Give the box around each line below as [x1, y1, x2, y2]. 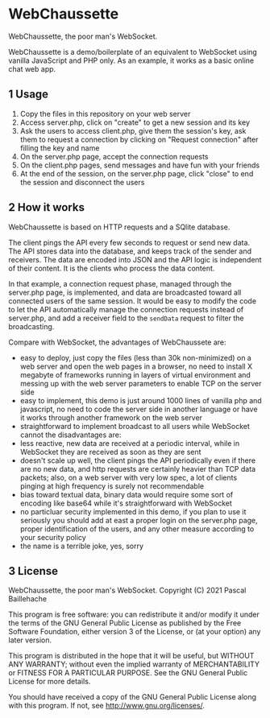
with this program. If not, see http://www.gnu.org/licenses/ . [8, 701, 206, 711]
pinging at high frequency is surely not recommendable [19, 481, 204, 491]
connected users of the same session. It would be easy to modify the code [8, 295, 256, 306]
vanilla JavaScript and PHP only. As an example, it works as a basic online [8, 56, 255, 65]
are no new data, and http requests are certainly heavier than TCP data [19, 464, 256, 473]
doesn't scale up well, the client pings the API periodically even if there [19, 456, 256, 465]
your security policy [19, 532, 86, 542]
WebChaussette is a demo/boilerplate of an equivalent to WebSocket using [8, 47, 258, 56]
